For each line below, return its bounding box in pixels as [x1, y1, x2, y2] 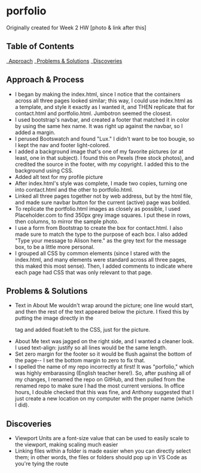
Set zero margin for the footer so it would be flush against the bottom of [14, 350, 193, 357]
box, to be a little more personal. [14, 243, 95, 250]
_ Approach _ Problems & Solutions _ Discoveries [6, 57, 123, 64]
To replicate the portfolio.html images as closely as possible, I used [14, 205, 181, 212]
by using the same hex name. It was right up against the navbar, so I [14, 122, 183, 129]
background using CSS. [14, 166, 74, 174]
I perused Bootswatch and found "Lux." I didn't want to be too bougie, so [14, 135, 195, 142]
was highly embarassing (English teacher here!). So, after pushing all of [14, 369, 191, 377]
